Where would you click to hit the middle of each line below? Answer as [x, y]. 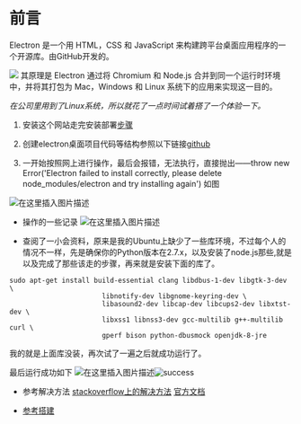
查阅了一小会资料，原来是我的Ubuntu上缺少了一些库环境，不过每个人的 [154, 241]
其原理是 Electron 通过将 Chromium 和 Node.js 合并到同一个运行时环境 [150, 75]
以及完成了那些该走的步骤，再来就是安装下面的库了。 [121, 263]
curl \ [22, 327]
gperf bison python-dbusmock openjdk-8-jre [185, 335]
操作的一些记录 [50, 222]
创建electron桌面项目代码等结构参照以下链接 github [116, 144]
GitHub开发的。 [85, 56]
